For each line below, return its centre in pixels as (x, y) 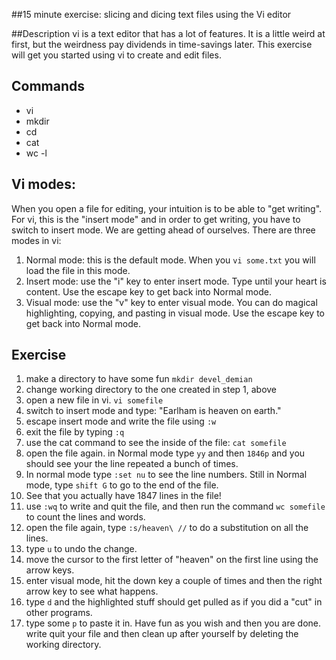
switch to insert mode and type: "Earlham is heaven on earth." (153, 411)
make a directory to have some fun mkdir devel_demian (139, 379)
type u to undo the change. (81, 549)
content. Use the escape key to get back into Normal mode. (149, 291)
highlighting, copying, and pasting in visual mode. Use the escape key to (175, 313)
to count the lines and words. (85, 517)
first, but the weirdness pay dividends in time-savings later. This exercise (162, 44)
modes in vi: (36, 240)
